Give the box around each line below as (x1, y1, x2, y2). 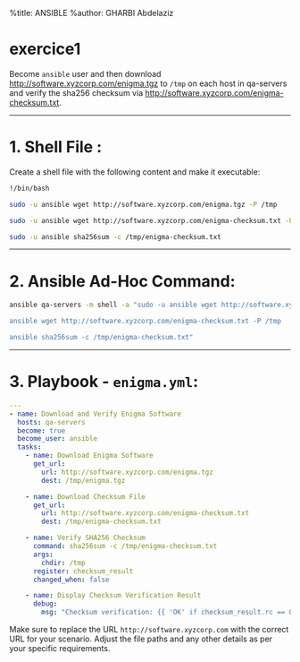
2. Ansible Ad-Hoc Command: (9, 271, 236, 291)
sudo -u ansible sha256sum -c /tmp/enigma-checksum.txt (9, 232, 221, 241)
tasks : (17, 443, 42, 451)
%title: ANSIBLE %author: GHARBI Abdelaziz (9, 8, 174, 18)
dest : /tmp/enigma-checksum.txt (41, 517, 162, 527)
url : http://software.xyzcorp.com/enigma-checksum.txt (41, 509, 250, 518)
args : (32, 550, 54, 559)
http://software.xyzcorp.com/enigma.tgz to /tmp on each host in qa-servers (9, 78, 287, 89)
